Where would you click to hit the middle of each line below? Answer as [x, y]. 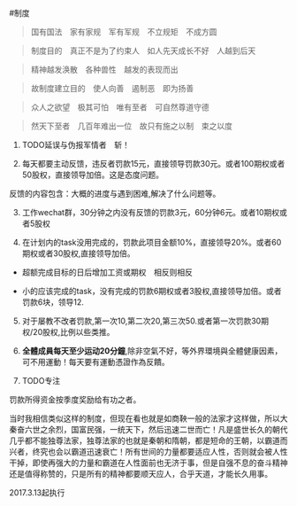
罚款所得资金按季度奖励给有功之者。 [75, 400]
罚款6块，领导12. [53, 302]
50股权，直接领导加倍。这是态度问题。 [92, 175]
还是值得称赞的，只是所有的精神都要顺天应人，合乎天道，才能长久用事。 [141, 474]
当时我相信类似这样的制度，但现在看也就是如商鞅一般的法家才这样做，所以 [145, 418]
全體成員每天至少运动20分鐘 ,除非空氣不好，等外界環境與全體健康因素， [152, 351]
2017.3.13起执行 [37, 493]
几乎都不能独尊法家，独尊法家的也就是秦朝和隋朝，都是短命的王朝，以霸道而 [148, 440]
